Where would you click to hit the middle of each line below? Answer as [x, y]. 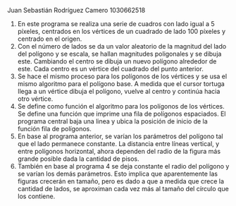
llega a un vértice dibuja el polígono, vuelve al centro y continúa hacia [119, 91]
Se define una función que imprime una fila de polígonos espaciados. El [122, 114]
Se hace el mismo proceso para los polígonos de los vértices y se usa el [122, 76]
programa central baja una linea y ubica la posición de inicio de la [112, 121]
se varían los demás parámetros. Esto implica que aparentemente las [118, 174]
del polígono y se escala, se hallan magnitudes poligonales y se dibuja [119, 54]
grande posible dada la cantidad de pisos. [78, 159]
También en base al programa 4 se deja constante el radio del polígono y [123, 166]
